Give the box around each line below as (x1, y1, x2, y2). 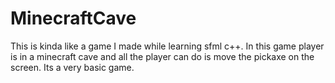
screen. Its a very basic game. (10, 61, 135, 73)
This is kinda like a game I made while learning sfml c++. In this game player (10, 40, 325, 52)
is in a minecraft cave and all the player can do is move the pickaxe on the (10, 50, 315, 62)
